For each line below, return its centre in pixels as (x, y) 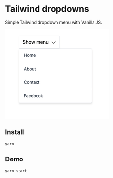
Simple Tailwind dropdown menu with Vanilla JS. (54, 22)
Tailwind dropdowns (47, 9)
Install (15, 132)
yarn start (16, 171)
